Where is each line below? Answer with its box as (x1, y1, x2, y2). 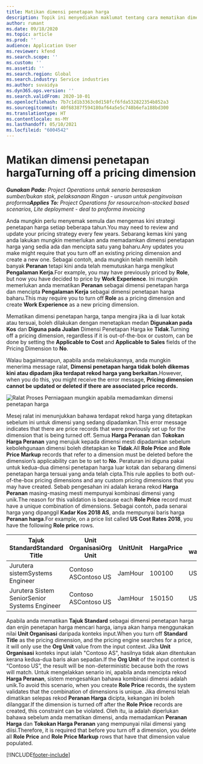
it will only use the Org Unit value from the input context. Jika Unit (6, 643, 171, 650)
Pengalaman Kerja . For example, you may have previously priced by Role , (6, 268, 190, 276)
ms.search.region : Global (6, 71, 71, 77)
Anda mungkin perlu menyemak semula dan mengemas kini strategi (6, 217, 175, 224)
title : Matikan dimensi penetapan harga (6, 8, 110, 15)
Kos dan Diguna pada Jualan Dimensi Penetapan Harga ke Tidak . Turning (6, 325, 190, 333)
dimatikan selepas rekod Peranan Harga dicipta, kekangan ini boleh (6, 694, 175, 702)
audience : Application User (6, 43, 77, 49)
